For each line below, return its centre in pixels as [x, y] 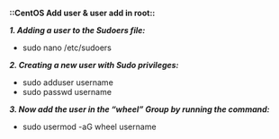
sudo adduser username [68, 83]
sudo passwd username [67, 92]
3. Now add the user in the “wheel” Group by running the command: [139, 109]
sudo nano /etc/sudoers [67, 48]
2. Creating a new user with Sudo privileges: [94, 65]
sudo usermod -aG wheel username [89, 126]
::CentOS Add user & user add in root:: [82, 13]
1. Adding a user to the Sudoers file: [77, 30]
